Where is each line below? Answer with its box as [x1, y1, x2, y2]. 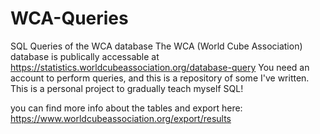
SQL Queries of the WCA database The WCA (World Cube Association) [10, 40, 303, 52]
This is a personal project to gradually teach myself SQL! [10, 82, 244, 94]
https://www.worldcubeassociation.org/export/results [10, 112, 232, 124]
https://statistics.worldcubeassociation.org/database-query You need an [10, 61, 310, 73]
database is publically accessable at [10, 50, 160, 62]
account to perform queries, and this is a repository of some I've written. [10, 72, 310, 84]
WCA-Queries [10, 7, 129, 30]
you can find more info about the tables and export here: [10, 102, 243, 114]
